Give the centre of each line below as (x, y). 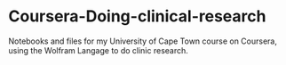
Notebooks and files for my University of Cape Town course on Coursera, (143, 41)
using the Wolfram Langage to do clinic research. (98, 50)
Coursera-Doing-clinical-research (137, 16)
